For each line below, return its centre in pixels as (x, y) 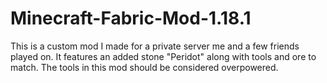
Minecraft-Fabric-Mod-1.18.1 (131, 18)
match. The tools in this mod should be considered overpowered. (144, 67)
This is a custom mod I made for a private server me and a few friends (155, 46)
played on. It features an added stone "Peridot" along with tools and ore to (163, 56)
